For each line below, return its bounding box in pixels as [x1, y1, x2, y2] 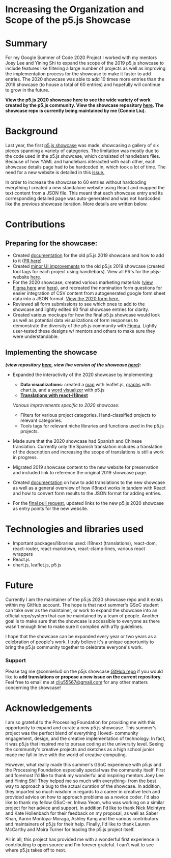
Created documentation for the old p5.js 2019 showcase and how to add [12, 252, 164, 259]
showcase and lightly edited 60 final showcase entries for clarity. [12, 306, 149, 312]
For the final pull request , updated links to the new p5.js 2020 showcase [12, 500, 164, 506]
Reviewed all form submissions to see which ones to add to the [12, 301, 145, 307]
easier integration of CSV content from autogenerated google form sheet [12, 290, 166, 296]
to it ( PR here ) [12, 258, 42, 264]
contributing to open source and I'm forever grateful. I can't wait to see [5, 841, 154, 848]
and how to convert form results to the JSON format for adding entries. [12, 490, 162, 496]
